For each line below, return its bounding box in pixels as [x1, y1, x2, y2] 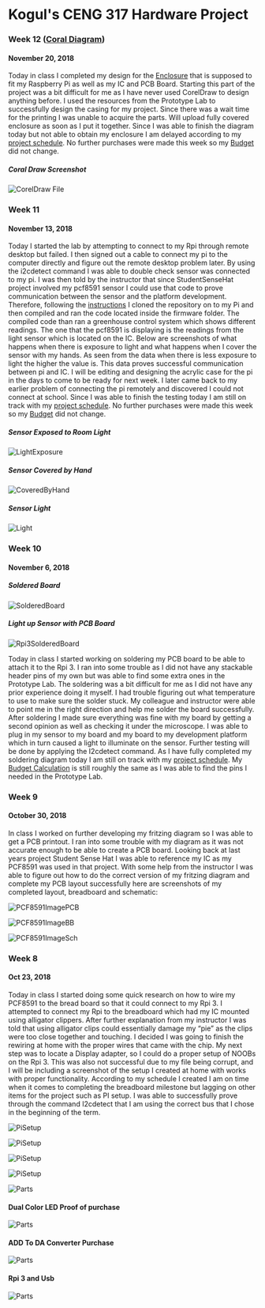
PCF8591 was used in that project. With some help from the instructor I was [8, 861, 254, 871]
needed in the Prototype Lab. [8, 771, 103, 781]
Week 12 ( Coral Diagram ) [8, 34, 105, 45]
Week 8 [8, 952, 38, 963]
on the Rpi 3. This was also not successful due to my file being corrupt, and [8, 1057, 254, 1067]
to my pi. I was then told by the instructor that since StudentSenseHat [8, 275, 234, 285]
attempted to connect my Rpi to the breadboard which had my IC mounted [8, 1007, 250, 1016]
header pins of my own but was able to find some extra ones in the [8, 670, 226, 680]
